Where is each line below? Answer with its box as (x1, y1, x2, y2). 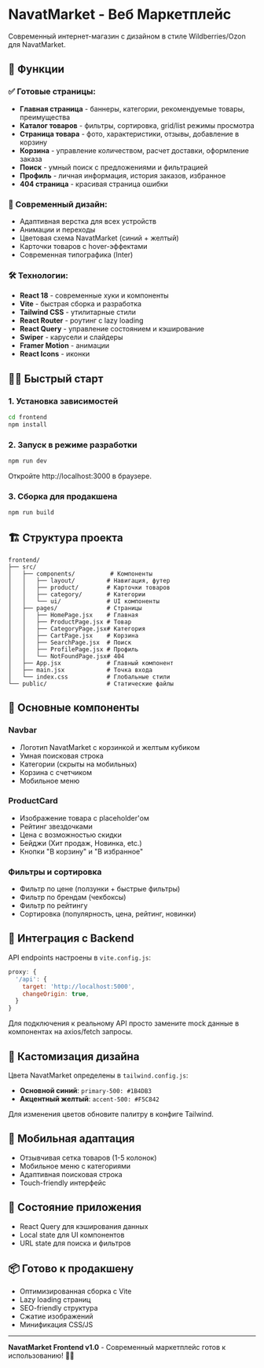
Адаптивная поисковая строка (19, 1169, 123, 1179)
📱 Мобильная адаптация (8, 1132, 135, 1146)
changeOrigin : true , (22, 989, 90, 998)
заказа (19, 154, 42, 163)
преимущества (19, 112, 71, 122)
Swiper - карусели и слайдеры (19, 332, 123, 342)
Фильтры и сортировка (8, 866, 102, 877)
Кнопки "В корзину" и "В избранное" (19, 847, 144, 856)
